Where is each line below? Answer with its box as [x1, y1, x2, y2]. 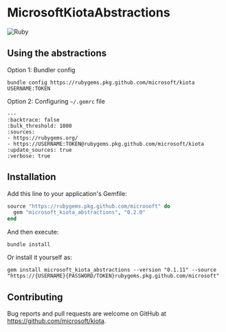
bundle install [7, 241, 51, 248]
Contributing [7, 291, 63, 303]
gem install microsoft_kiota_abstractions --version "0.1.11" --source [7, 267, 216, 274]
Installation [7, 171, 56, 183]
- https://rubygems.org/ [7, 134, 78, 142]
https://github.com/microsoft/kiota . [7, 317, 106, 324]
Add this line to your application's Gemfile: [7, 189, 127, 197]
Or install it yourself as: [7, 253, 72, 262]
